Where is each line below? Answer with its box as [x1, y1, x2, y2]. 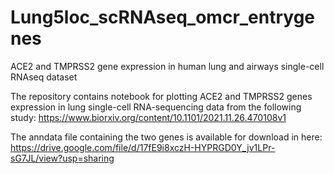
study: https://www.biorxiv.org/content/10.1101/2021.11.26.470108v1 [10, 111, 287, 123]
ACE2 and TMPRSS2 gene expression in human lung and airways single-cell [10, 60, 325, 72]
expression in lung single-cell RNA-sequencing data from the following [10, 101, 302, 113]
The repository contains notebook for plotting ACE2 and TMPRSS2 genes [10, 90, 313, 102]
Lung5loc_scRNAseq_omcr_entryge [10, 6, 316, 29]
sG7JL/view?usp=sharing [10, 152, 115, 164]
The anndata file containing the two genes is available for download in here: [10, 131, 323, 143]
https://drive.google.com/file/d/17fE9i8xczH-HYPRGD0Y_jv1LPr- [10, 141, 276, 153]
